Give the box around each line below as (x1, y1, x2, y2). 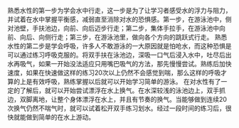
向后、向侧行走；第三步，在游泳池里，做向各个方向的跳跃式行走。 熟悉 (19, 33, 228, 41)
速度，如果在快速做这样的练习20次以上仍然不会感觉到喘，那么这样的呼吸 (7, 68, 221, 77)
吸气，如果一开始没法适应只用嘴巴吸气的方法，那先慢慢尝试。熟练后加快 (19, 60, 232, 68)
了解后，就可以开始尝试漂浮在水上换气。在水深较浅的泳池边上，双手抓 (19, 86, 225, 95)
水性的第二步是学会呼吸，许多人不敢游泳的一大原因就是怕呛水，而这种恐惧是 (7, 42, 232, 50)
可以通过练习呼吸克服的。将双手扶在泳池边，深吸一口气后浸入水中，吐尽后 (7, 50, 225, 59)
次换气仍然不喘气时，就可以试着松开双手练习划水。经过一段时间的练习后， (7, 104, 225, 112)
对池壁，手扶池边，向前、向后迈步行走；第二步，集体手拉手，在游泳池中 (7, 24, 219, 32)
